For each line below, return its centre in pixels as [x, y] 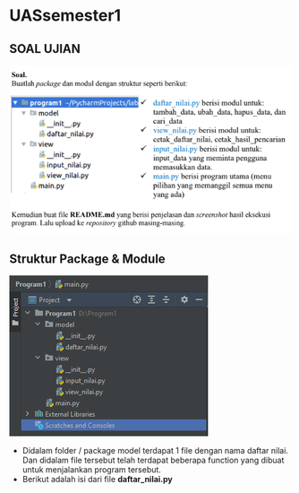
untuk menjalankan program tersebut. [91, 470]
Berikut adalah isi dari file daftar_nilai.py [97, 480]
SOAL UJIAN [45, 49]
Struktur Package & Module [87, 259]
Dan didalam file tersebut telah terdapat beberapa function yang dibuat [153, 460]
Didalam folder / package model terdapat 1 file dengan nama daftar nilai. [155, 451]
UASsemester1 [65, 16]
